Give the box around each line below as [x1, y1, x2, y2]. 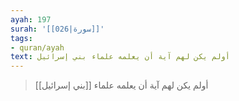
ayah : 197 [10, 14, 52, 25]
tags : [10, 33, 33, 43]
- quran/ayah [10, 42, 65, 53]
